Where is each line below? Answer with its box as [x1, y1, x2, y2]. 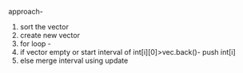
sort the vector [19, 22, 70, 31]
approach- [8, 7, 44, 16]
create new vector [19, 31, 80, 40]
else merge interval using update [19, 56, 129, 65]
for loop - [19, 39, 52, 48]
